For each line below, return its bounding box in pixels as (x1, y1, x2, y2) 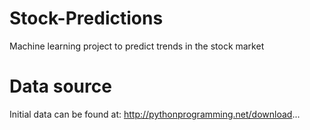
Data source (9, 75, 112, 98)
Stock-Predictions (9, 7, 164, 30)
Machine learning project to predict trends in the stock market (9, 40, 265, 52)
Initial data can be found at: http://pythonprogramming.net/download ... (9, 108, 301, 120)
